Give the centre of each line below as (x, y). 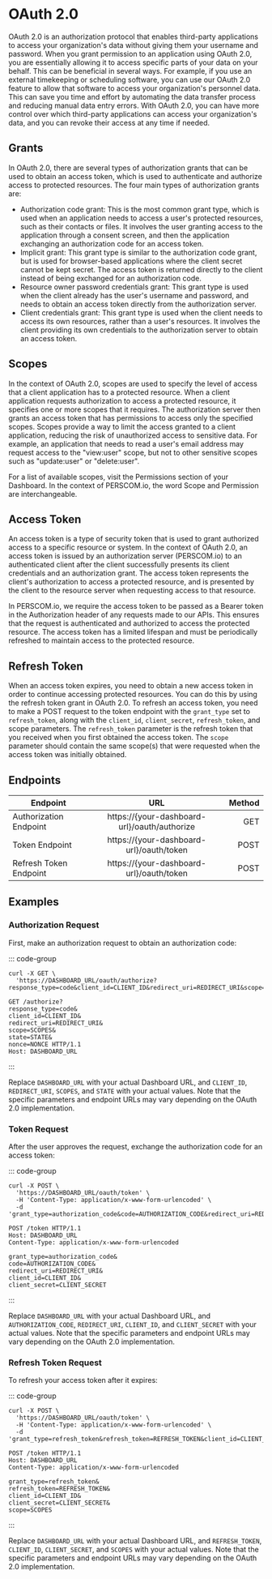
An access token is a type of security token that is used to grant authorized (134, 539)
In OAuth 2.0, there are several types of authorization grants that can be (128, 168)
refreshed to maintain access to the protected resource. (102, 640)
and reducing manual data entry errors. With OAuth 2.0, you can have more (134, 105)
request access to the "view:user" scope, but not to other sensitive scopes (133, 452)
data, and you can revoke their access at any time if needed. (109, 122)
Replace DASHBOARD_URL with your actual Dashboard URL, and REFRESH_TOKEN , (135, 1541)
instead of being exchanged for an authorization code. (111, 278)
